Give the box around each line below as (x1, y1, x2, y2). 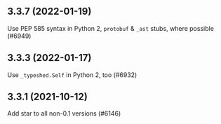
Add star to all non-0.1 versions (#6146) (7, 109, 121, 118)
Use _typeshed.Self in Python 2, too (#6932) (7, 70, 138, 79)
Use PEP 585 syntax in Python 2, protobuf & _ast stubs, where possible (7, 24, 214, 32)
